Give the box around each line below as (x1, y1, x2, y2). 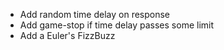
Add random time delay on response (19, 9, 171, 20)
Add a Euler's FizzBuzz (19, 30, 116, 41)
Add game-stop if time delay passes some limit (19, 19, 215, 31)
